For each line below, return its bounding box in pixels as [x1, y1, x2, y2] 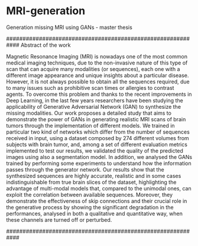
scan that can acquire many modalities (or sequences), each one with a [6, 65, 180, 72]
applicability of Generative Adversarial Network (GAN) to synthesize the [6, 103, 181, 110]
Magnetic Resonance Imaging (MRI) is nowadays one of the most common [6, 53, 188, 60]
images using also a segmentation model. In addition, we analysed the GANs [6, 153, 193, 160]
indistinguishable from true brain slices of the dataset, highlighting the [6, 179, 177, 186]
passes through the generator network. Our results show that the [6, 166, 164, 173]
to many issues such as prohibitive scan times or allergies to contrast [6, 84, 174, 91]
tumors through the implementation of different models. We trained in [6, 122, 176, 129]
